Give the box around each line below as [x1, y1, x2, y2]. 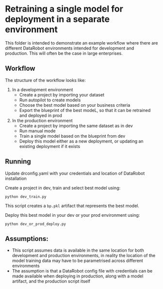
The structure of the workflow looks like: [5, 77, 86, 83]
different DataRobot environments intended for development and [5, 45, 134, 51]
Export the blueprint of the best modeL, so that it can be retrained [19, 107, 151, 113]
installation [5, 176, 27, 181]
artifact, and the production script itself [12, 278, 91, 284]
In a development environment [12, 86, 73, 93]
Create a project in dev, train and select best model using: [5, 185, 121, 191]
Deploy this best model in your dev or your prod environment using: [5, 212, 140, 218]
